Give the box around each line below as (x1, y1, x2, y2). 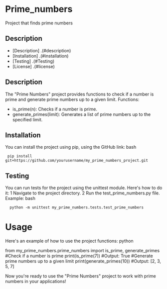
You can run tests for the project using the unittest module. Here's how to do (5, 185, 163, 191)
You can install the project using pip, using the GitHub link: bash (5, 144, 137, 150)
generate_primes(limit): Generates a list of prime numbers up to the (12, 111, 151, 117)
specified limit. (12, 116, 43, 122)
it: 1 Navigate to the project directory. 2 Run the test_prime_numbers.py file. (5, 190, 161, 196)
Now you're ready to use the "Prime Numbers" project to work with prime (5, 273, 156, 279)
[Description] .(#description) (12, 47, 71, 53)
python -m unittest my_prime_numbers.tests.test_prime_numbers (9, 205, 144, 210)
